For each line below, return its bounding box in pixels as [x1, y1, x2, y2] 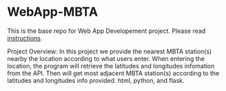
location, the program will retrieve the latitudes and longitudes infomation [7, 62, 215, 70]
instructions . [7, 34, 43, 42]
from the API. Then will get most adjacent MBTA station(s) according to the [7, 69, 220, 77]
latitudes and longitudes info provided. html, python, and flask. [7, 76, 185, 84]
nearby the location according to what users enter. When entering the [7, 54, 205, 62]
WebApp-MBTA [7, 4, 99, 20]
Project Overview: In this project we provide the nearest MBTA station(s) [7, 47, 212, 55]
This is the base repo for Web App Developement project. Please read [7, 27, 206, 35]
